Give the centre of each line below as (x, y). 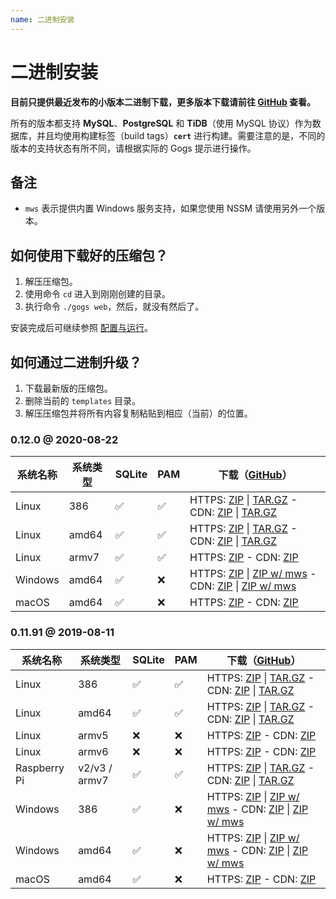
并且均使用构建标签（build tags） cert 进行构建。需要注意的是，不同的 (181, 135)
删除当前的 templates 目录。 (83, 400)
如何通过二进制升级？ (76, 362)
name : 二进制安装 (42, 19)
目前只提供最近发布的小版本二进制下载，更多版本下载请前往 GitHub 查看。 (163, 102)
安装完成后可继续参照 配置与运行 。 (81, 328)
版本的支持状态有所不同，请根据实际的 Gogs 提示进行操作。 (133, 148)
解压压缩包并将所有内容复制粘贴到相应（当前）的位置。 (138, 413)
